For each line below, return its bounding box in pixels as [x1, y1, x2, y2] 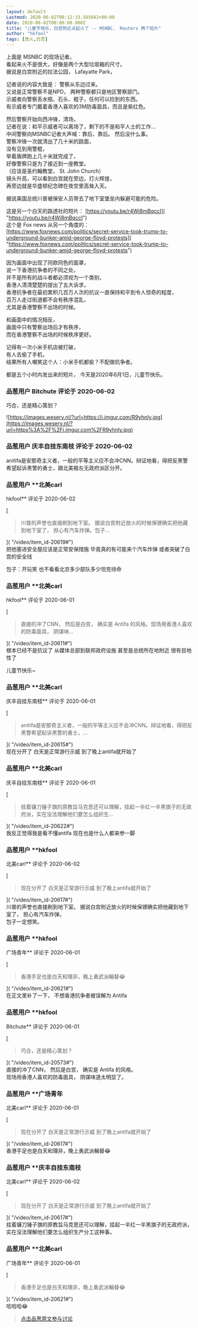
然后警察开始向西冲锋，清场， [6, 116, 79, 122]
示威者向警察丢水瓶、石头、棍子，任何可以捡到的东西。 [6, 95, 141, 103]
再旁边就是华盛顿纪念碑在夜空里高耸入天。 [6, 182, 110, 189]
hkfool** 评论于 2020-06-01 [6, 597, 75, 604]
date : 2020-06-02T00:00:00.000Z [6, 20, 86, 26]
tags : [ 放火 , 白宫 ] [6, 36, 48, 42]
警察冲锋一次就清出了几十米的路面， [6, 138, 95, 145]
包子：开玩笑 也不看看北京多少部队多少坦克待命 [6, 565, 122, 572]
